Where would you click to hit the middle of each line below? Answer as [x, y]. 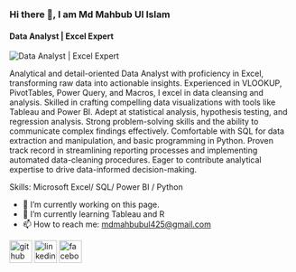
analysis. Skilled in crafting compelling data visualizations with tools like [143, 102]
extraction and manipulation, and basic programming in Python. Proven [141, 141]
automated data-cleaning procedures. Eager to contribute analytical [135, 160]
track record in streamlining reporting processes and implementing [134, 150]
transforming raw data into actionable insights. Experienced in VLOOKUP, [146, 83]
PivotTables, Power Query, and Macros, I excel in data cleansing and [137, 93]
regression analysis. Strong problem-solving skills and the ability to [134, 122]
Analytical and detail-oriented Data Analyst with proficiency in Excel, [137, 74]
